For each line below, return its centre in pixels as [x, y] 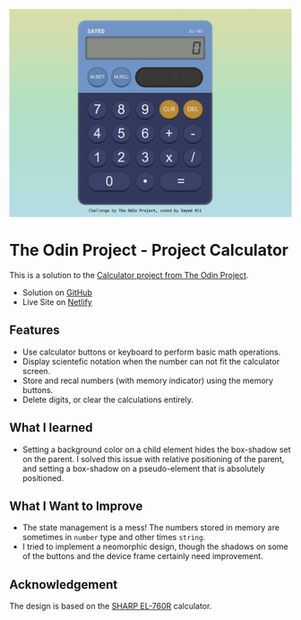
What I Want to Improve [76, 506]
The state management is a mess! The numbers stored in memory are [151, 528]
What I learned [51, 428]
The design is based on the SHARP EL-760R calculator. [111, 607]
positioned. [43, 478]
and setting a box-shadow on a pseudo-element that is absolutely [144, 468]
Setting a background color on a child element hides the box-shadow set [156, 450]
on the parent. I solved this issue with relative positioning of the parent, [153, 458]
